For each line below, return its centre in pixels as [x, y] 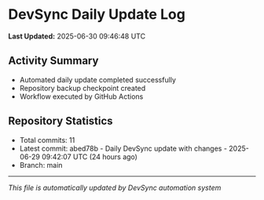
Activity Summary [53, 61]
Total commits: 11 [47, 140]
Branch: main [41, 165]
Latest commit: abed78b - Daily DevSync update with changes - [123, 148]
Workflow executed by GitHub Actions [81, 96]
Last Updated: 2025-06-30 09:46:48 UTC [77, 36]
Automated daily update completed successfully [98, 79]
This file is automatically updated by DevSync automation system [115, 187]
